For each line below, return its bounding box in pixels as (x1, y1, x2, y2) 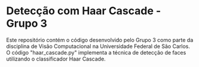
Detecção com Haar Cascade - (6, 4, 161, 18)
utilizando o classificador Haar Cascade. (6, 55, 106, 62)
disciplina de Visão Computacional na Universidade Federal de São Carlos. (6, 43, 190, 50)
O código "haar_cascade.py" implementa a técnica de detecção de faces (6, 49, 186, 56)
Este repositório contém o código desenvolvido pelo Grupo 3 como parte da (6, 36, 194, 43)
